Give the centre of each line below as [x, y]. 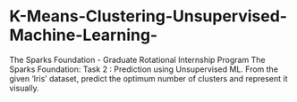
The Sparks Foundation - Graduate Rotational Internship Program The [137, 59]
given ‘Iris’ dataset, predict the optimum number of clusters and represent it [148, 78]
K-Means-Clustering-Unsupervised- [148, 16]
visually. [24, 88]
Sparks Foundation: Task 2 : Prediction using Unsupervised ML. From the [144, 69]
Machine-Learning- [84, 35]
